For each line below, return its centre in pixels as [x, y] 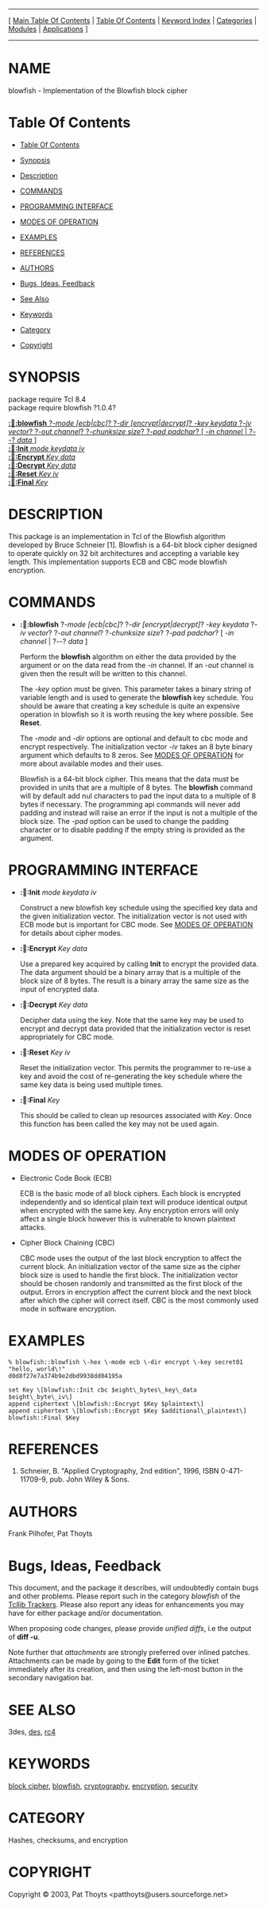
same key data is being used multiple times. [91, 1084]
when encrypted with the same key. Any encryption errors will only [129, 1210]
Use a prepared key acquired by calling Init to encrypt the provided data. [139, 964]
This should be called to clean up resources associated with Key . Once [135, 1115]
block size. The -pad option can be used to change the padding [124, 821]
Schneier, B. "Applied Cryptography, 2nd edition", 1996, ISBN [119, 1471]
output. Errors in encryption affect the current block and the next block [135, 1291]
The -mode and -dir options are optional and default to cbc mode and [133, 738]
